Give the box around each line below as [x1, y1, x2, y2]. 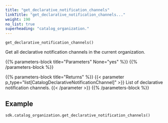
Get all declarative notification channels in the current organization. [5, 49, 145, 55]
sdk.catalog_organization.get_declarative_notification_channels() [5, 112, 151, 118]
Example [5, 99, 33, 108]
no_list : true [5, 21, 35, 27]
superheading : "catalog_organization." [5, 26, 90, 31]
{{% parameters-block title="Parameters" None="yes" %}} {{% [5, 59, 138, 65]
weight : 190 [5, 17, 30, 22]
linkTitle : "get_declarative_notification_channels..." [5, 12, 125, 17]
